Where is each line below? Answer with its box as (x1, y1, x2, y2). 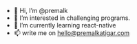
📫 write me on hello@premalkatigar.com (13, 29, 130, 37)
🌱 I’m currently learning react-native (13, 21, 116, 29)
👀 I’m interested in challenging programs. (13, 14, 131, 22)
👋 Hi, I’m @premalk (13, 7, 68, 14)
